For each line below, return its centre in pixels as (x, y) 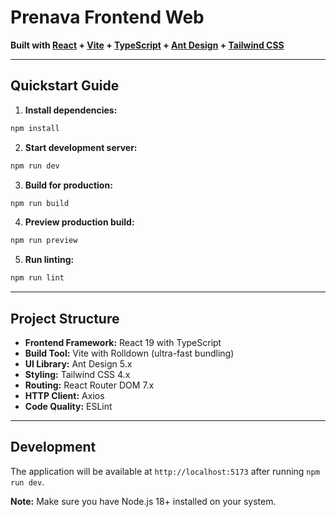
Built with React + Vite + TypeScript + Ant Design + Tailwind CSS (147, 45)
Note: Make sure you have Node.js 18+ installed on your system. (143, 501)
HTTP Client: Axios (64, 395)
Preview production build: (79, 222)
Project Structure (65, 318)
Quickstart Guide (65, 86)
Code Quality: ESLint (68, 406)
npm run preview (44, 241)
